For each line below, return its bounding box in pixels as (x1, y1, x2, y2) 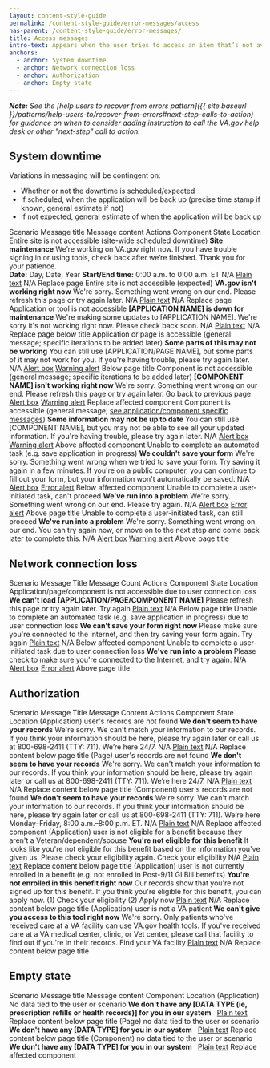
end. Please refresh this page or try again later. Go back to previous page (9, 389, 252, 399)
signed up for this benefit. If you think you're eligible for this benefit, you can (9, 886, 262, 896)
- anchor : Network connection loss (16, 64, 135, 72)
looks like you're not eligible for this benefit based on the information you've (9, 844, 260, 853)
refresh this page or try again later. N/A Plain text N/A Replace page (9, 296, 232, 305)
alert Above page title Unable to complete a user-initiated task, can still (9, 508, 244, 518)
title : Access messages (9, 34, 89, 42)
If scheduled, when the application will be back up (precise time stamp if (20, 195, 261, 204)
